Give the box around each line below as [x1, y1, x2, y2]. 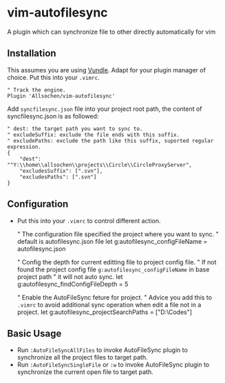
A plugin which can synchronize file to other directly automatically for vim [7, 28, 216, 36]
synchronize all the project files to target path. [17, 353, 148, 362]
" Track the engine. [7, 86, 67, 94]
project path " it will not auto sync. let [17, 272, 123, 280]
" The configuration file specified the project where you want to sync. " [17, 229, 219, 238]
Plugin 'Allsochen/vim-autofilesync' [7, 92, 116, 99]
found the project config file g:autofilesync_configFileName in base [17, 265, 210, 273]
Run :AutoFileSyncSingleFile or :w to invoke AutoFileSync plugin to [17, 360, 210, 369]
